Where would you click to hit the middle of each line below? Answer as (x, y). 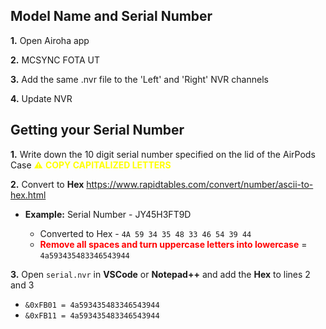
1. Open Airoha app (50, 40)
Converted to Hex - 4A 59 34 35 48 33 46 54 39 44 (145, 233)
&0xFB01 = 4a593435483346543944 (92, 305)
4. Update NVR (41, 98)
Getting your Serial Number (97, 130)
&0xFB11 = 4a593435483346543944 (92, 315)
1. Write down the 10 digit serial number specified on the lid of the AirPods (163, 154)
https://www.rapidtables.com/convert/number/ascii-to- (200, 184)
